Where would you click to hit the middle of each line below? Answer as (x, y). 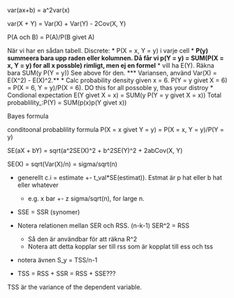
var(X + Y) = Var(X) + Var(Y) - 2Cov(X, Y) (67, 23)
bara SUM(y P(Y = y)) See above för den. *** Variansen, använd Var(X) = (112, 73)
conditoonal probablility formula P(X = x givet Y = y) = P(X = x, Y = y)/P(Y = (116, 129)
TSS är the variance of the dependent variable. (74, 287)
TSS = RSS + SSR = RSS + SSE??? (67, 274)
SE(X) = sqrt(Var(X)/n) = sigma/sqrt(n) (62, 164)
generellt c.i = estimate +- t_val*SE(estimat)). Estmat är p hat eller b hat (119, 178)
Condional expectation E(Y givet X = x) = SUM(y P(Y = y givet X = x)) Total (115, 95)
